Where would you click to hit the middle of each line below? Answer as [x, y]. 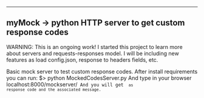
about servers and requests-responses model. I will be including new [93, 53]
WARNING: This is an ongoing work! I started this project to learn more [95, 47]
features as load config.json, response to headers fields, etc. [82, 60]
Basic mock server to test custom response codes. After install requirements [102, 71]
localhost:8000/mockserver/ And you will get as [70, 84]
